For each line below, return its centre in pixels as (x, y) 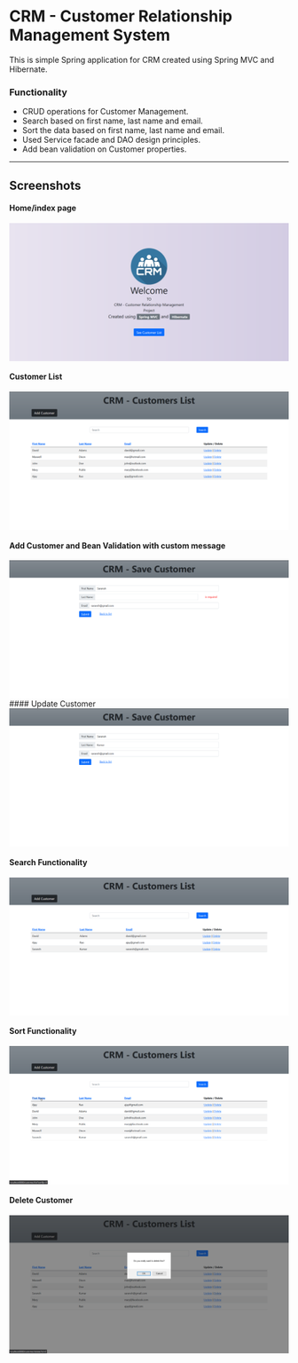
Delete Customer (41, 1200)
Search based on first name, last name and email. (113, 121)
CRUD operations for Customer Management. (105, 112)
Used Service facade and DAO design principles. (111, 140)
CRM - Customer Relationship (121, 16)
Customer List (36, 377)
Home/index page (43, 208)
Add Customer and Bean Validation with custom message (118, 545)
